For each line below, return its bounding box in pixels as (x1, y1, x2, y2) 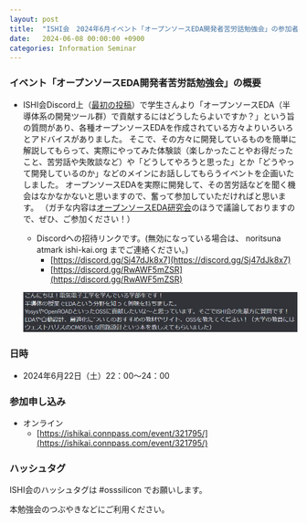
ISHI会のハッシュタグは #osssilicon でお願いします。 (9, 485, 207, 496)
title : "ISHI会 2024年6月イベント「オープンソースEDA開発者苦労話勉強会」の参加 (9, 24, 292, 34)
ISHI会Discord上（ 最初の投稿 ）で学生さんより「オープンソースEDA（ (22, 99, 283, 110)
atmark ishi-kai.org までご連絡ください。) (36, 244, 189, 255)
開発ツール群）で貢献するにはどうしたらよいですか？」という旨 (54, 110, 295, 121)
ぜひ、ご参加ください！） (38, 213, 135, 224)
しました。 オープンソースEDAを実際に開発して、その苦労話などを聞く (22, 179, 288, 190)
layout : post (9, 15, 59, 24)
